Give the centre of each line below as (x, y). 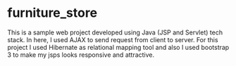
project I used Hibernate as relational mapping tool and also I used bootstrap (118, 47)
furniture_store (52, 13)
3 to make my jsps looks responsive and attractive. (81, 55)
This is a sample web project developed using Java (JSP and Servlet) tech (115, 32)
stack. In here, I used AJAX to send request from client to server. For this (113, 39)
